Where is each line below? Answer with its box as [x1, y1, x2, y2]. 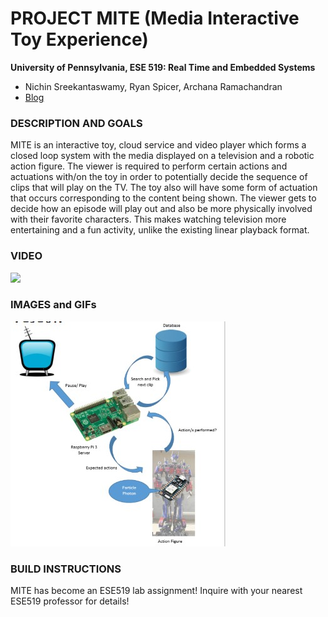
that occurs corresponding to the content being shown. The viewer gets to [10, 192, 317, 204]
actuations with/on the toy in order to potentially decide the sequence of [10, 171, 308, 183]
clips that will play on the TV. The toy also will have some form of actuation [10, 182, 318, 194]
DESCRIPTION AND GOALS [10, 116, 143, 130]
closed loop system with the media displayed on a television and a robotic [10, 150, 315, 162]
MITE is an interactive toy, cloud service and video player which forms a [10, 139, 307, 151]
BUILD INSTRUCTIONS [10, 562, 122, 576]
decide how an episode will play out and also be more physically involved [10, 203, 313, 215]
